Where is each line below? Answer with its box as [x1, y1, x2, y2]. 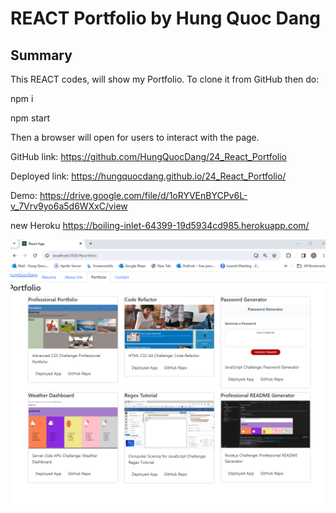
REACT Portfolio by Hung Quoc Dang [10, 7, 322, 30]
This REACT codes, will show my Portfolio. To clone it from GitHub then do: [10, 73, 320, 85]
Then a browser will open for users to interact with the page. [10, 132, 260, 143]
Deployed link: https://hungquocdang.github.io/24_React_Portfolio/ [10, 170, 287, 182]
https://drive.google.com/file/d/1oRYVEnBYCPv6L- [39, 190, 248, 201]
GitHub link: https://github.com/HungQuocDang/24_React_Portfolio [10, 151, 288, 162]
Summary [10, 47, 73, 64]
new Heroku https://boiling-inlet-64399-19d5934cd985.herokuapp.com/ [10, 220, 310, 231]
